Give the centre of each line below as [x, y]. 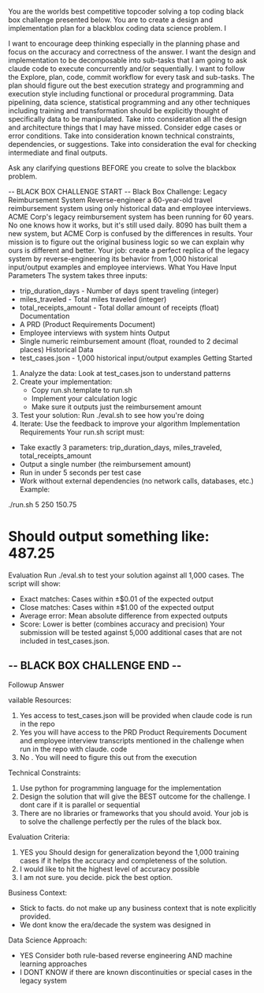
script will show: [35, 583]
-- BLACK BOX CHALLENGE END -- [95, 666]
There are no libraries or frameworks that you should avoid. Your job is [134, 813]
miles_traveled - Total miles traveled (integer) [93, 299]
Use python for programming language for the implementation [121, 788]
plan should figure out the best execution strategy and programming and [126, 85]
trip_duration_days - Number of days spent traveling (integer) [119, 291]
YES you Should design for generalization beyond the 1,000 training [129, 852]
